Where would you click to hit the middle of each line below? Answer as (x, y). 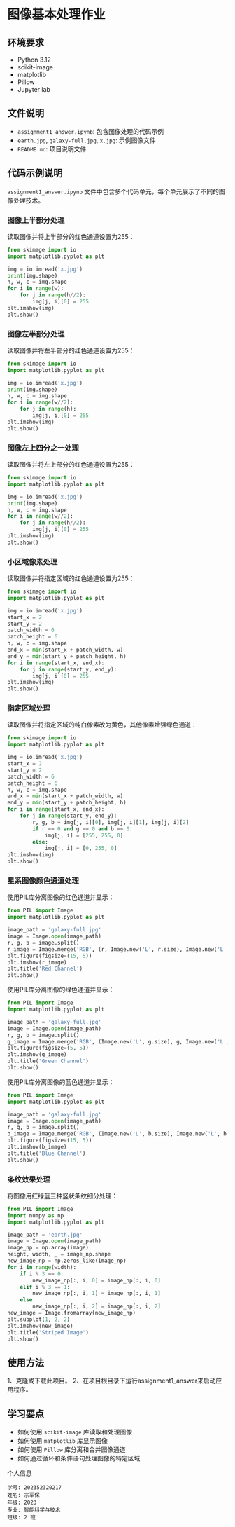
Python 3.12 (34, 60)
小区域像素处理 (33, 561)
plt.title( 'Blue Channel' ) (47, 1153)
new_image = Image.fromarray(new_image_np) (72, 1313)
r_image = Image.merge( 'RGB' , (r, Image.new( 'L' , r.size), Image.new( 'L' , (119, 949)
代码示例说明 (35, 173)
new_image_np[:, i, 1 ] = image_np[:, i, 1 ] (97, 1294)
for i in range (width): (42, 1267)
